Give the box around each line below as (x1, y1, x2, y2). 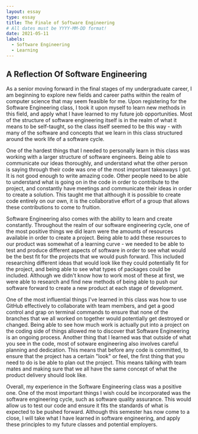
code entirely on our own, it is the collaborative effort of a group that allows (6, 197, 190, 205)
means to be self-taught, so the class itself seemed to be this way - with (6, 123, 182, 130)
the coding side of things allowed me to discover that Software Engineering (6, 327, 190, 334)
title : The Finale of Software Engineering (6, 20, 115, 25)
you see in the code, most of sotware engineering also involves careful (6, 340, 179, 347)
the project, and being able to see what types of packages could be (6, 265, 171, 273)
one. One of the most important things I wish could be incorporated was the (6, 389, 191, 396)
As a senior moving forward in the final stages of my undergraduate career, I (6, 85, 192, 92)
